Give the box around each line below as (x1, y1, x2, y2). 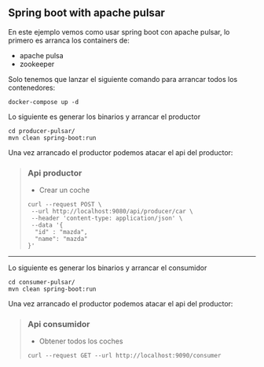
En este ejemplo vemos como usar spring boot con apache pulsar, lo (8, 27, 230, 36)
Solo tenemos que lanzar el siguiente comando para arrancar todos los (8, 74, 238, 83)
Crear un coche (38, 185, 90, 195)
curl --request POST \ (27, 201, 102, 209)
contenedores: (8, 83, 56, 92)
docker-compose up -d (8, 98, 79, 106)
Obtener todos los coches (38, 336, 123, 346)
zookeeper (19, 59, 55, 69)
